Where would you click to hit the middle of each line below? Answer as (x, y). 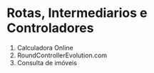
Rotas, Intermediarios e (77, 13)
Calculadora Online (45, 47)
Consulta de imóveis (47, 62)
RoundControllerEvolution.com (62, 55)
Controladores (50, 28)
